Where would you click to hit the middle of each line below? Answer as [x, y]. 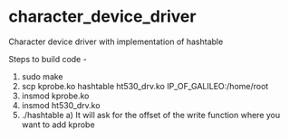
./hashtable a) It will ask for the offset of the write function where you [151, 115]
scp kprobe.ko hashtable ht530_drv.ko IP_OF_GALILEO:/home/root [145, 86]
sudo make [43, 76]
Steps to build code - [48, 59]
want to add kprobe [58, 125]
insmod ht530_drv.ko [61, 105]
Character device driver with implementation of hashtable [116, 42]
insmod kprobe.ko [55, 96]
